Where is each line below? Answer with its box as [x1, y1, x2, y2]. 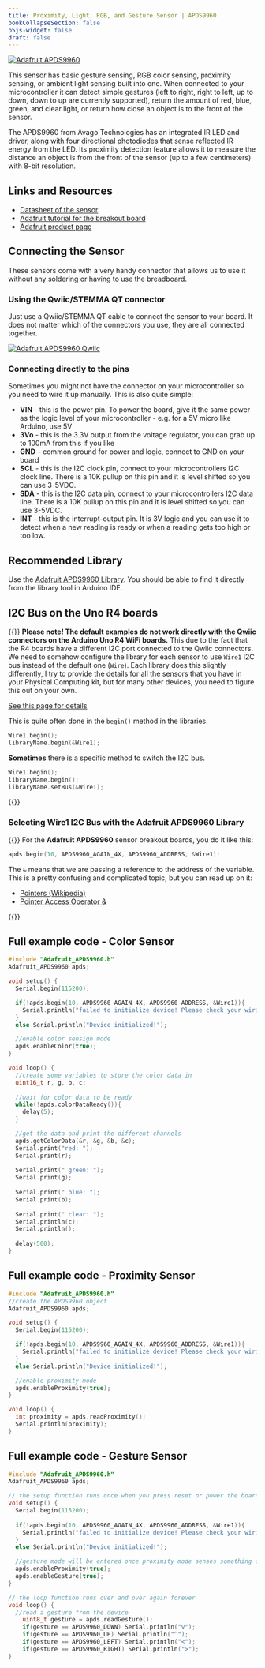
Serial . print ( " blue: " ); [15, 1189, 101, 1197]
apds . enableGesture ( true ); [15, 1572, 104, 1580]
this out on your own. [8, 686, 77, 695]
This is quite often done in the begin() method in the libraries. [8, 716, 209, 726]
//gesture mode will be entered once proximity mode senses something [15, 1557, 252, 1565]
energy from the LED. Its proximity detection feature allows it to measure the [8, 144, 256, 154]
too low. [19, 530, 46, 541]
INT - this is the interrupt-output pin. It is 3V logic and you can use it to [19, 514, 250, 523]
